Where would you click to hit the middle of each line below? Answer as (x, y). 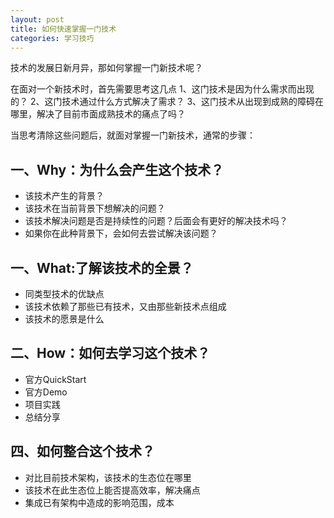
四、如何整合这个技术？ (82, 451)
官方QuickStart (55, 379)
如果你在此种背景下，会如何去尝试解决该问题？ (121, 233)
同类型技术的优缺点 (64, 294)
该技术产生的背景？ (64, 196)
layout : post (37, 19)
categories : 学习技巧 (52, 38)
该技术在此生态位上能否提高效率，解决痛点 (112, 490)
